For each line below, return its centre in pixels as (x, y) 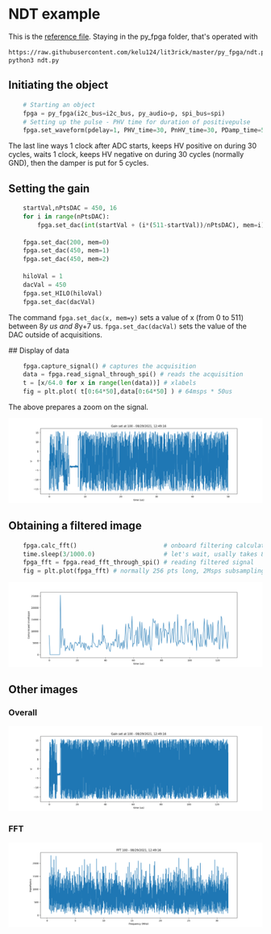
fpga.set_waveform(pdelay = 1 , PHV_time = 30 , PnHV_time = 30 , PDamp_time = (142, 130)
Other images (43, 689)
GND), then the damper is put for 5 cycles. (79, 163)
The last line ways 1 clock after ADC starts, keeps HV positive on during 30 (133, 146)
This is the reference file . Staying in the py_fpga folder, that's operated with (133, 36)
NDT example (54, 14)
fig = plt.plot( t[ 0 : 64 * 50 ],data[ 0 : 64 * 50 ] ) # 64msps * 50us (128, 392)
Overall (23, 712)
